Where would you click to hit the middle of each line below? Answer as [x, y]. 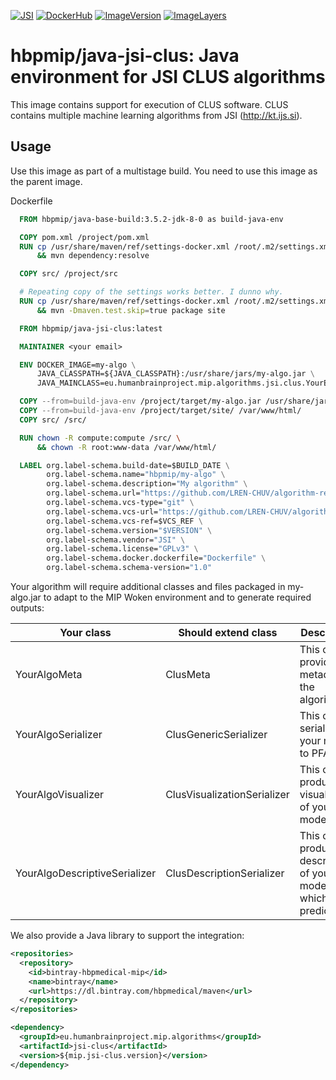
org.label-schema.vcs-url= [102, 511]
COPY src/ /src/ [53, 420]
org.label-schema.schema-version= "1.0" [129, 568]
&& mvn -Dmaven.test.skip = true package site [131, 310]
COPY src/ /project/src [68, 274]
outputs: [27, 608]
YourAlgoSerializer [59, 734]
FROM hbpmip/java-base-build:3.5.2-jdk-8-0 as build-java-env [151, 219]
